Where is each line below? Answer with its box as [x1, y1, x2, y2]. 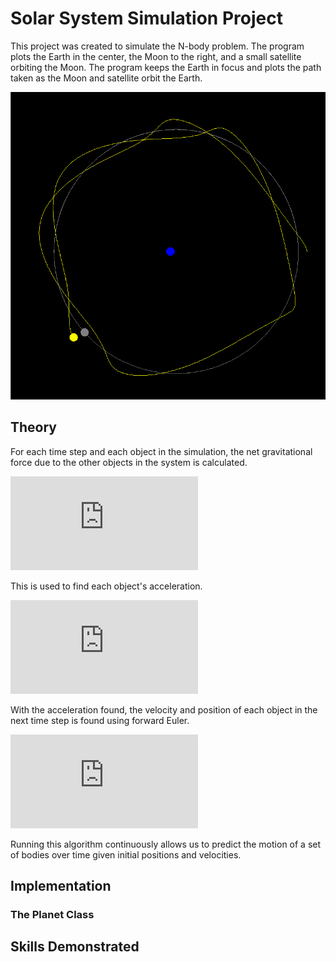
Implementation [10, 878, 112, 894]
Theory [10, 419, 58, 436]
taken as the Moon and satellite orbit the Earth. [10, 72, 203, 84]
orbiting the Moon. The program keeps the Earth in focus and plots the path [10, 61, 322, 73]
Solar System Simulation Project [10, 7, 283, 30]
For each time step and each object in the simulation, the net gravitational [10, 445, 313, 457]
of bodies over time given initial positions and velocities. [10, 848, 242, 861]
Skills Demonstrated [10, 938, 140, 956]
